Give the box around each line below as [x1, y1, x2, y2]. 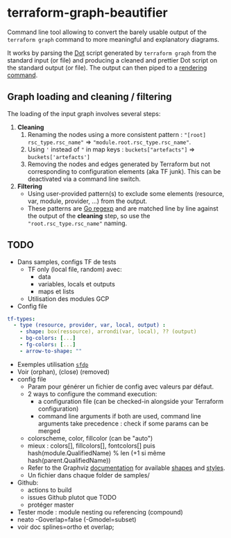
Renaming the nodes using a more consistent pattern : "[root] [27, 130, 207, 138]
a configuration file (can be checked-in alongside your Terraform [37, 397, 224, 405]
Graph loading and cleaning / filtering [7, 91, 172, 103]
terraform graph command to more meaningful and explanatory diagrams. [7, 35, 220, 43]
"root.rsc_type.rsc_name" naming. [27, 219, 128, 227]
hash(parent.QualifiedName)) [27, 456, 111, 464]
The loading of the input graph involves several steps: [7, 109, 161, 117]
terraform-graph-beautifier [7, 5, 168, 21]
